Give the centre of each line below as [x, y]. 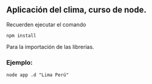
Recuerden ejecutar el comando [46, 24]
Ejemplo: [20, 62]
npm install [21, 36]
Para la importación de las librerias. [50, 47]
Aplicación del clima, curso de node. [76, 10]
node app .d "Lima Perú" [38, 75]
